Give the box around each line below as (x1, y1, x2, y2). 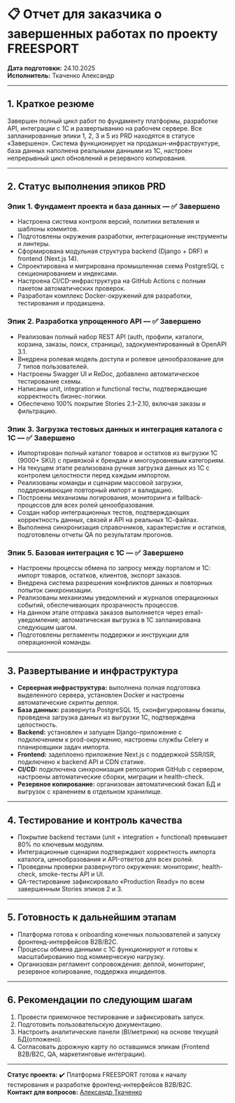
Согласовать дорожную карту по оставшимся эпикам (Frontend (17, 1042, 210, 1051)
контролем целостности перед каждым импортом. (17, 471, 171, 480)
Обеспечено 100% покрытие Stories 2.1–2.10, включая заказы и (17, 399, 206, 408)
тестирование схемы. (17, 377, 83, 385)
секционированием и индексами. (17, 269, 118, 277)
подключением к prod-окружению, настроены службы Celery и (17, 735, 208, 744)
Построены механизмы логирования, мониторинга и (17, 493, 176, 502)
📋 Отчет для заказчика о (7, 6, 162, 22)
